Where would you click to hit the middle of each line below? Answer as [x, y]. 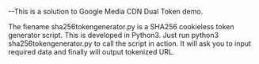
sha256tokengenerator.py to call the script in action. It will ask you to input [130, 43]
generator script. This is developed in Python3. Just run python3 [114, 35]
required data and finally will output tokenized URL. [91, 52]
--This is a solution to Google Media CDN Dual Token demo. [106, 11]
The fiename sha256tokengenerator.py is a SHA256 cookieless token [121, 26]
